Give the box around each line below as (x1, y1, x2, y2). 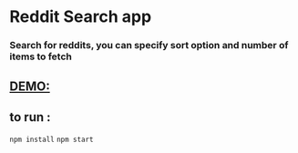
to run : (9, 109, 52, 125)
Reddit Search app (9, 6, 152, 27)
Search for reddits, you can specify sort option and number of (9, 39, 289, 52)
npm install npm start (9, 135, 94, 145)
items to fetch (9, 50, 73, 63)
